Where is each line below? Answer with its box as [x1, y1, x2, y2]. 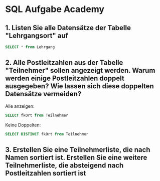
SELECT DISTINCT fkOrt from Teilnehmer [5, 131, 89, 136]
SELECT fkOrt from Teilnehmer [5, 113, 69, 118]
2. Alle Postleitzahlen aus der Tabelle [5, 59, 123, 67]
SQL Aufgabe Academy [5, 4, 104, 15]
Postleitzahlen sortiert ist [5, 169, 86, 177]
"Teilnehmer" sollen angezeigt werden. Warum [5, 66, 155, 75]
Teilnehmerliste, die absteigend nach [5, 161, 124, 169]
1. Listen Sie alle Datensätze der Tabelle [5, 24, 131, 32]
